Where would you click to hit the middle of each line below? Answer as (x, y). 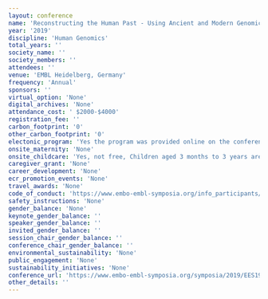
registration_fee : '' (44, 120)
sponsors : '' (30, 90)
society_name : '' (37, 53)
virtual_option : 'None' (48, 97)
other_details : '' (39, 283)
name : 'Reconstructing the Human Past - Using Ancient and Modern (121, 23)
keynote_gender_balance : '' (55, 216)
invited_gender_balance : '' (55, 231)
